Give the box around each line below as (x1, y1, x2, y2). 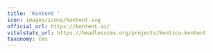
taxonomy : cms (7, 36, 49, 43)
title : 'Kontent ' (7, 10, 60, 17)
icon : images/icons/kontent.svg (7, 17, 101, 23)
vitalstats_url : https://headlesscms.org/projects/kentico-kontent (7, 29, 207, 36)
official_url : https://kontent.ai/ (7, 23, 110, 30)
